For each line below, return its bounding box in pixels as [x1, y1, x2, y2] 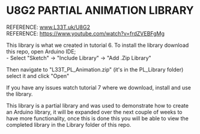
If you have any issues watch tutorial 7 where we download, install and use [6, 84, 191, 91]
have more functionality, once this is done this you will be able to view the [6, 115, 189, 122]
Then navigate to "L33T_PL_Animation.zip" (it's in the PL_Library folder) [6, 65, 184, 73]
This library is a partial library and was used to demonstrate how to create [6, 102, 189, 109]
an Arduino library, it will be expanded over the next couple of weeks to [6, 108, 183, 115]
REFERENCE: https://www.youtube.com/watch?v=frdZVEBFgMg [6, 29, 165, 37]
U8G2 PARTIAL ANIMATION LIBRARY [6, 4, 194, 17]
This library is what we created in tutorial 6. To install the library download [6, 41, 189, 49]
